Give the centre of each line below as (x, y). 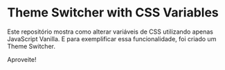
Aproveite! (22, 59)
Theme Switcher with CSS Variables (113, 13)
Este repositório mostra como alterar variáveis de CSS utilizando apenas (110, 32)
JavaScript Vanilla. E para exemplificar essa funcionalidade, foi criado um (112, 38)
